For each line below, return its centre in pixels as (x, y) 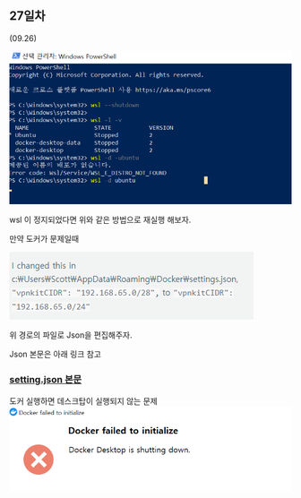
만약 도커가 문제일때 (44, 239)
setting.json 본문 (46, 380)
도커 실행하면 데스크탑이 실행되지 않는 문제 (84, 400)
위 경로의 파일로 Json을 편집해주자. (71, 335)
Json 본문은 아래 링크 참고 (55, 354)
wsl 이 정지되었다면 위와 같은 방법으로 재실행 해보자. (100, 220)
